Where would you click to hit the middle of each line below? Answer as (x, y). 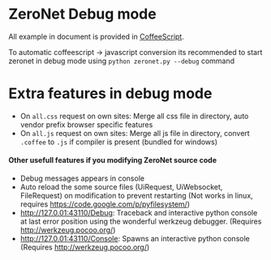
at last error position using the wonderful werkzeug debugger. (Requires (141, 222)
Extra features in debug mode (110, 94)
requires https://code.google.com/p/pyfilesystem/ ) (105, 204)
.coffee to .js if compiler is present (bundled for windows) (118, 142)
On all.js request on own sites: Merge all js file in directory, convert (135, 133)
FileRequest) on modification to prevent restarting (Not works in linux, (136, 196)
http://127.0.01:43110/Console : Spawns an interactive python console (135, 239)
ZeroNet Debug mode (82, 14)
